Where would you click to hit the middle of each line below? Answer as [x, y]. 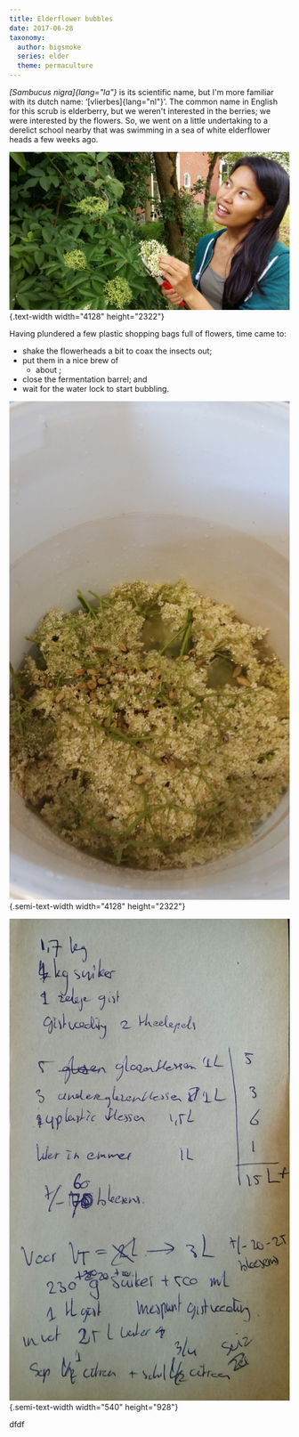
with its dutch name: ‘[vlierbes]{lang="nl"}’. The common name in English [144, 101]
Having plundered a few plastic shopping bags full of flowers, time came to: [148, 333]
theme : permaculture [55, 66]
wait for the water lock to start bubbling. [96, 388]
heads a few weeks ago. [54, 139]
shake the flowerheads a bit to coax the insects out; [117, 351]
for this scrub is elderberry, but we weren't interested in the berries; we [140, 111]
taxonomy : [28, 37]
